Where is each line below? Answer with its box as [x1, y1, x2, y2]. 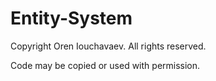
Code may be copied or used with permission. [10, 59, 201, 71]
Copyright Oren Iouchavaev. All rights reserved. [10, 40, 207, 52]
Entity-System [10, 7, 133, 30]
